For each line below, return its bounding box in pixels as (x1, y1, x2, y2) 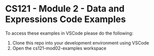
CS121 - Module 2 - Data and (5, 3, 125, 14)
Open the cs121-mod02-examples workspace (12, 45, 106, 51)
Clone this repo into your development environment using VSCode (12, 39, 149, 45)
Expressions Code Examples (5, 13, 126, 25)
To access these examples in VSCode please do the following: (5, 30, 133, 36)
